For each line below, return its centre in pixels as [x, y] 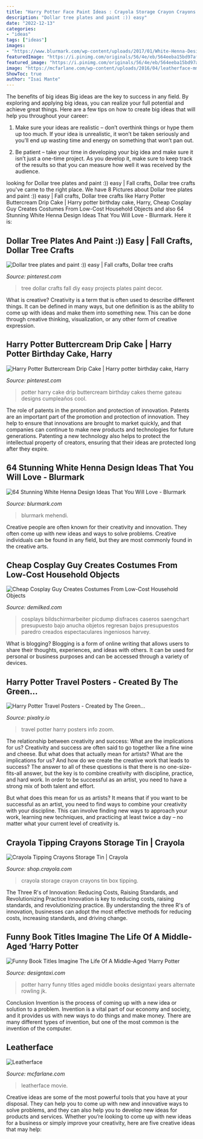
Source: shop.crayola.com [39, 869]
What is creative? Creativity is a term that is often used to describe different [100, 299]
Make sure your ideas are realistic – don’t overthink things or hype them [104, 128]
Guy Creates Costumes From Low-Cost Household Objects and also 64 [95, 209]
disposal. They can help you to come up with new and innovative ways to [97, 1103]
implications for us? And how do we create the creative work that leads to [98, 760]
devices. [17, 663]
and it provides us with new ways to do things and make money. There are [99, 1015]
